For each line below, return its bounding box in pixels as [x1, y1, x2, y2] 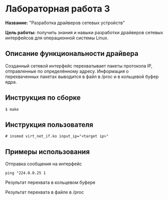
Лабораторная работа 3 [5, 3, 110, 15]
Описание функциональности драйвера [5, 49, 139, 58]
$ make [5, 107, 19, 112]
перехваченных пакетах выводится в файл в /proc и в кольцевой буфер [5, 74, 159, 80]
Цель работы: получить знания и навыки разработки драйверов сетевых [5, 29, 163, 35]
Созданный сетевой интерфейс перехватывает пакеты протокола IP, [5, 62, 153, 69]
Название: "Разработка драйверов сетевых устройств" [5, 20, 125, 26]
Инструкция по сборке [5, 94, 81, 102]
